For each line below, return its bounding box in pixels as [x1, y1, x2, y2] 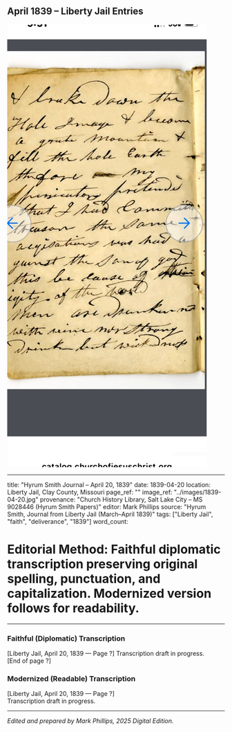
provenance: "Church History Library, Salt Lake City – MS [39, 495, 203, 504]
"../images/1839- [173, 488, 222, 496]
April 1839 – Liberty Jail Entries [7, 6, 144, 17]
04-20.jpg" [7, 495, 39, 504]
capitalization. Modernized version [7, 586, 212, 601]
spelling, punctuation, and [7, 571, 161, 587]
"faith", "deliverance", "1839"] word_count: [7, 517, 129, 525]
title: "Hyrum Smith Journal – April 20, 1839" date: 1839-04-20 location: [7, 480, 211, 488]
